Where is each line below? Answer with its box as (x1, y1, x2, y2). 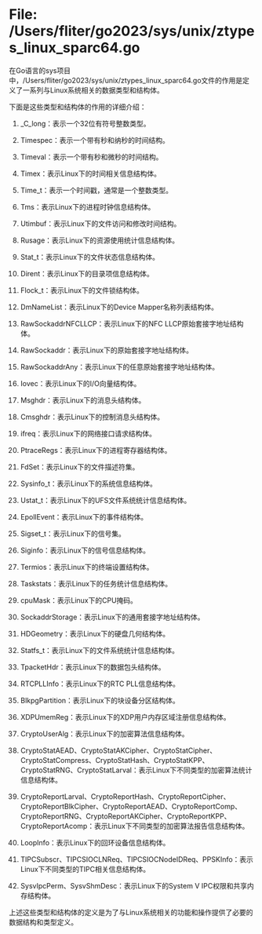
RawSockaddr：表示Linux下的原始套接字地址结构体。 (20, 345, 193, 355)
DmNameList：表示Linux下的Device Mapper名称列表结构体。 (20, 302, 219, 312)
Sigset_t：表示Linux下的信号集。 (20, 528, 126, 538)
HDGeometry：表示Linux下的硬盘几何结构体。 (20, 629, 170, 638)
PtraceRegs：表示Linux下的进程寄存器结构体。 (20, 445, 172, 454)
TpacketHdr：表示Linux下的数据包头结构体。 (20, 662, 166, 672)
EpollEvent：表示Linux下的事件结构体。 (20, 512, 148, 521)
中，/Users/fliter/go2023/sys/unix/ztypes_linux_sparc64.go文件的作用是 (9, 75, 243, 85)
